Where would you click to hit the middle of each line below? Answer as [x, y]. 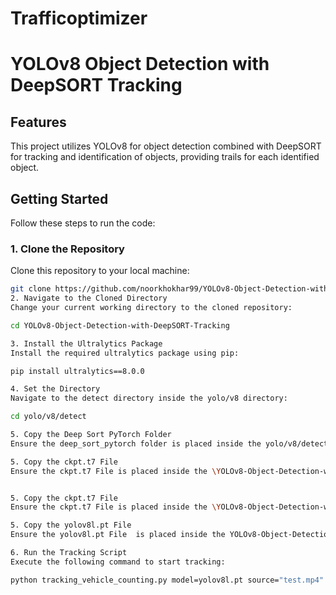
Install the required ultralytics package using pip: [125, 353]
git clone [31, 289]
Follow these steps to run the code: [83, 223]
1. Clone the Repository [67, 249]
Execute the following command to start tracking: [118, 562]
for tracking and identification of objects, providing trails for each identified [165, 157]
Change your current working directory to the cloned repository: [151, 308]
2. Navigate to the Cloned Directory [89, 298]
